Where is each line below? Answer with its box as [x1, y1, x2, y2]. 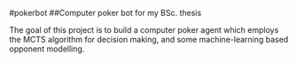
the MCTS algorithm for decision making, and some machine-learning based [9, 35, 289, 44]
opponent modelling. [9, 43, 85, 54]
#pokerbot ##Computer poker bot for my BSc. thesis [9, 8, 202, 18]
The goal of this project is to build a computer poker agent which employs [9, 25, 279, 35]
